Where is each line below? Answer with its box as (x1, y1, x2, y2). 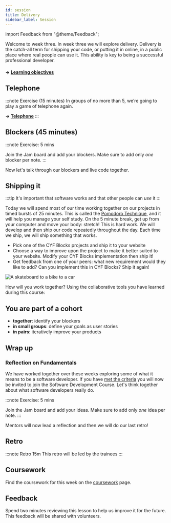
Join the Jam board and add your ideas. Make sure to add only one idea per (5, 407, 165, 413)
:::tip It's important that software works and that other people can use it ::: (5, 195, 161, 202)
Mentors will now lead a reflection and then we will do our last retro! (5, 422, 148, 428)
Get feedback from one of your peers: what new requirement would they (12, 258, 166, 265)
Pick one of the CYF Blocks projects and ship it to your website (12, 242, 146, 249)
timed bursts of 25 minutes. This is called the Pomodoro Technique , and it (5, 211, 161, 217)
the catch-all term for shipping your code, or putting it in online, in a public (5, 47, 162, 53)
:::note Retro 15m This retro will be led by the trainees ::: (5, 451, 123, 457)
